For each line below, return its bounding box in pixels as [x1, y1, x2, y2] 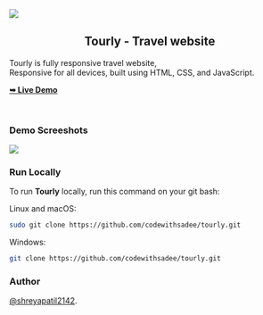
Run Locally [9, 166, 62, 178]
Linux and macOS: [9, 203, 77, 214]
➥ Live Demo [9, 84, 58, 95]
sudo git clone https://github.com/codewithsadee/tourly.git [9, 220, 242, 230]
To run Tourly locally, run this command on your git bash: [9, 187, 220, 197]
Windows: [9, 236, 46, 248]
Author [9, 276, 41, 288]
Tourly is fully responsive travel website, [9, 57, 158, 68]
